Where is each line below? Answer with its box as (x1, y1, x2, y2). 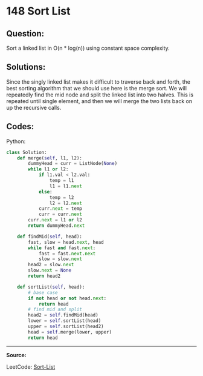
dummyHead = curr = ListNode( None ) (28, 161, 118, 167)
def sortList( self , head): (17, 284, 85, 290)
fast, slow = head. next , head (28, 239, 104, 245)
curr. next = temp (38, 206, 83, 212)
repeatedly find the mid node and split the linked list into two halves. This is (6, 91, 194, 98)
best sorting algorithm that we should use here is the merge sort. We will (6, 84, 187, 92)
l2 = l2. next (49, 200, 83, 206)
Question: (6, 29, 45, 39)
